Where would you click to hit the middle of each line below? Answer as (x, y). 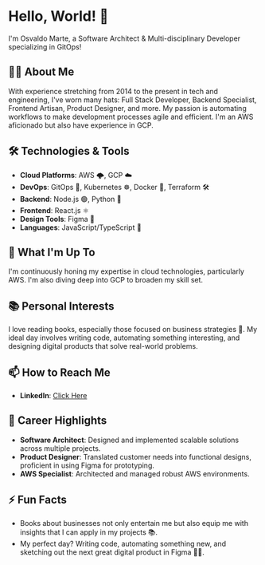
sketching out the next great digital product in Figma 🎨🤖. (112, 552)
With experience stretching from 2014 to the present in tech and (113, 91)
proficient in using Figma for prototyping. (87, 465)
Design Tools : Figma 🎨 (57, 219)
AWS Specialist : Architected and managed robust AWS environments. (134, 473)
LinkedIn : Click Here (53, 395)
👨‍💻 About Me (41, 72)
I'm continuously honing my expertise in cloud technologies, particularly (127, 271)
